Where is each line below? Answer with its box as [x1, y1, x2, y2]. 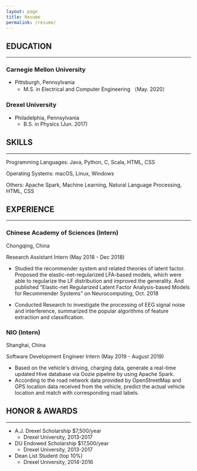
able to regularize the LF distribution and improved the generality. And [14, 277, 184, 284]
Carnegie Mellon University [6, 66, 86, 74]
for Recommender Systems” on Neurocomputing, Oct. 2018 [14, 290, 159, 297]
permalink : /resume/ [6, 19, 57, 25]
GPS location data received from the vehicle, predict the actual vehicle [14, 383, 185, 390]
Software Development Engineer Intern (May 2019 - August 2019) [6, 353, 164, 360]
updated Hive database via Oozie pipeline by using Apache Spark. [14, 371, 175, 377]
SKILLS [6, 137, 33, 147]
